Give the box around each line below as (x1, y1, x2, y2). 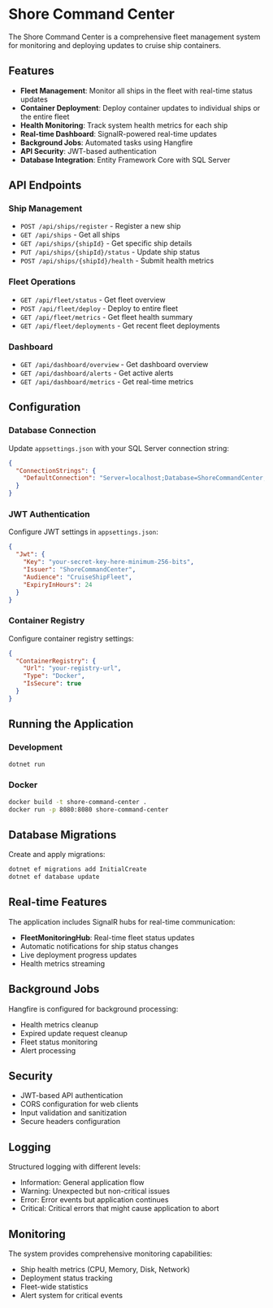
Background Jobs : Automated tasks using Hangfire (19, 138, 193, 147)
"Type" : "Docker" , (23, 672, 85, 680)
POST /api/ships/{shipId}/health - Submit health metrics (19, 256, 214, 265)
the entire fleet (19, 112, 70, 121)
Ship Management (8, 203, 83, 214)
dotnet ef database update (8, 873, 100, 881)
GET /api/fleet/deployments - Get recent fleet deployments (19, 321, 221, 330)
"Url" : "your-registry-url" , (23, 664, 122, 672)
